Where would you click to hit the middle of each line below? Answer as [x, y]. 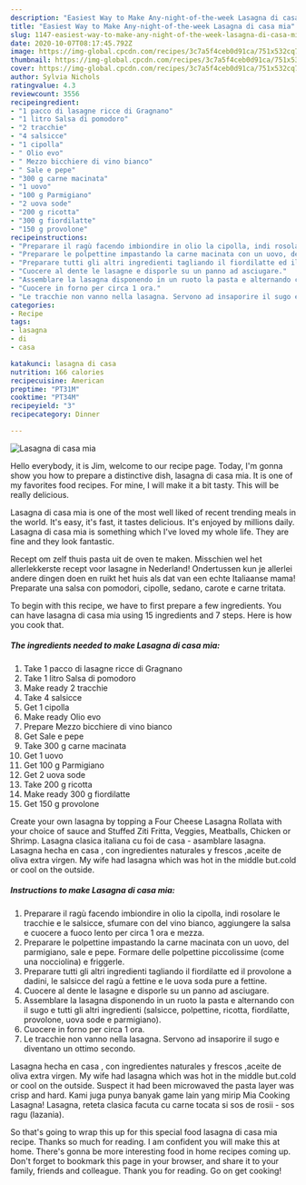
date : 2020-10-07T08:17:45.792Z [71, 43]
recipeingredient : [45, 102]
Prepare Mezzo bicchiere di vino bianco [98, 726]
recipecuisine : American [57, 381]
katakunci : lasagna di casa [64, 363]
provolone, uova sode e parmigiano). [92, 1020]
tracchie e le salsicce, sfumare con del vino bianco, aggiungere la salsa [157, 922]
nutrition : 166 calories [57, 372]
